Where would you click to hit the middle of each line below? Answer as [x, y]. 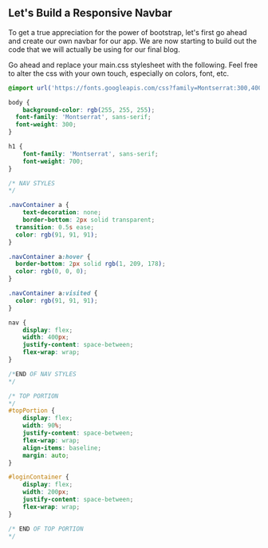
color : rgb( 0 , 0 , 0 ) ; [51, 272]
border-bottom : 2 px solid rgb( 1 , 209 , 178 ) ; [91, 264]
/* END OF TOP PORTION [46, 529]
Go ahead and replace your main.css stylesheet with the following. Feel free [133, 65]
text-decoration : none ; [62, 212]
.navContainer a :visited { [53, 294]
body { [19, 102]
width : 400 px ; [46, 338]
